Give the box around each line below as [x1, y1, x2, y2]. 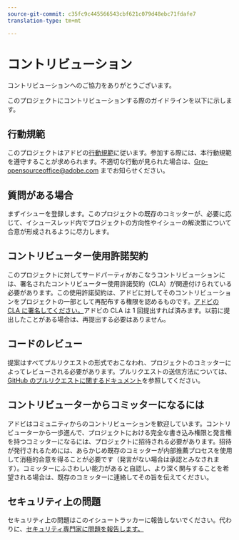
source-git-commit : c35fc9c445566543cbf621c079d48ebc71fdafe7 [7, 10, 196, 18]
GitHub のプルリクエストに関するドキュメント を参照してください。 [7, 376, 205, 384]
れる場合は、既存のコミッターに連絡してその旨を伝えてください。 [19, 472, 213, 482]
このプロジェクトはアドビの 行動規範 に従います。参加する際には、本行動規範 [7, 148, 232, 157]
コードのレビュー [7, 338, 83, 350]
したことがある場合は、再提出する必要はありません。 [13, 315, 170, 323]
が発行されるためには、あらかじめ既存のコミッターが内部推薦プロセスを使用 [7, 446, 233, 454]
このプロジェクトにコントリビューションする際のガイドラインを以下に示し [7, 96, 226, 105]
